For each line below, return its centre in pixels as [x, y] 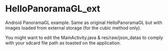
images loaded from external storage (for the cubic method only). [73, 27]
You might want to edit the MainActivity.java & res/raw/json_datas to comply [84, 37]
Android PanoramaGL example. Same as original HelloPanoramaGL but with [84, 22]
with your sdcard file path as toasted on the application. [63, 42]
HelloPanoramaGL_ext [53, 9]
